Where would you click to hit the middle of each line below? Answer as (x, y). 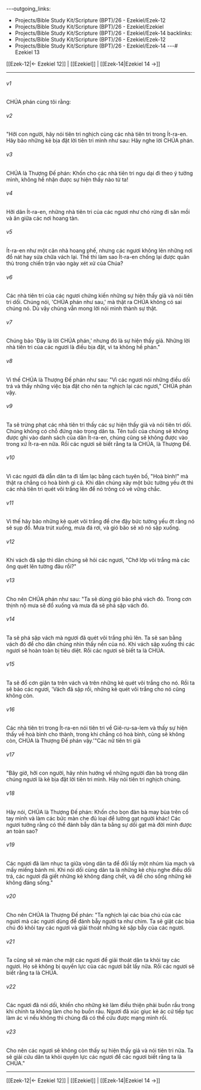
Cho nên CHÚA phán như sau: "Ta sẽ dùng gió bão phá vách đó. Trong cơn (99, 599)
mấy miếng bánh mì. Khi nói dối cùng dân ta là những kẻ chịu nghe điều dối (99, 869)
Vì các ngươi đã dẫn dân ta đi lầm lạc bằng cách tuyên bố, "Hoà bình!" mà (97, 476)
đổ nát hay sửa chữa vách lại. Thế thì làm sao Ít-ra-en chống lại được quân (98, 257)
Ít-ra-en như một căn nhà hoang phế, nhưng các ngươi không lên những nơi (99, 251)
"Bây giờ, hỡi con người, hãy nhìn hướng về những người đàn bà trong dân (97, 773)
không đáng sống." (30, 882)
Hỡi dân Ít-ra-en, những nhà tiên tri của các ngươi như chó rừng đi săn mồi (98, 212)
